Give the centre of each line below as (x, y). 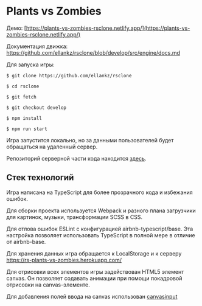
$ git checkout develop (37, 108)
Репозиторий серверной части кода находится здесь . (76, 158)
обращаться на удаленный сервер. (52, 147)
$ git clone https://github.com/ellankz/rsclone (69, 75)
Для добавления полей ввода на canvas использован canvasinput (92, 296)
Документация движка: (37, 46)
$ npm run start (27, 129)
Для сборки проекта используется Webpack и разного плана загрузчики (101, 210)
